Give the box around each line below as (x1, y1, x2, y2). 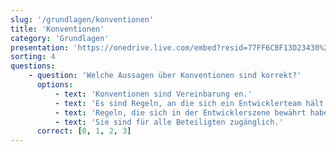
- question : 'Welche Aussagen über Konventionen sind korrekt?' (28, 71, 302, 81)
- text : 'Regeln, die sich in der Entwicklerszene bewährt (54, 107, 307, 118)
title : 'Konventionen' (10, 24, 105, 34)
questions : (10, 61, 56, 71)
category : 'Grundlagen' (10, 33, 110, 43)
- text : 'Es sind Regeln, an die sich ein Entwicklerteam (54, 98, 302, 108)
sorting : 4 (10, 52, 56, 62)
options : (36, 80, 74, 90)
